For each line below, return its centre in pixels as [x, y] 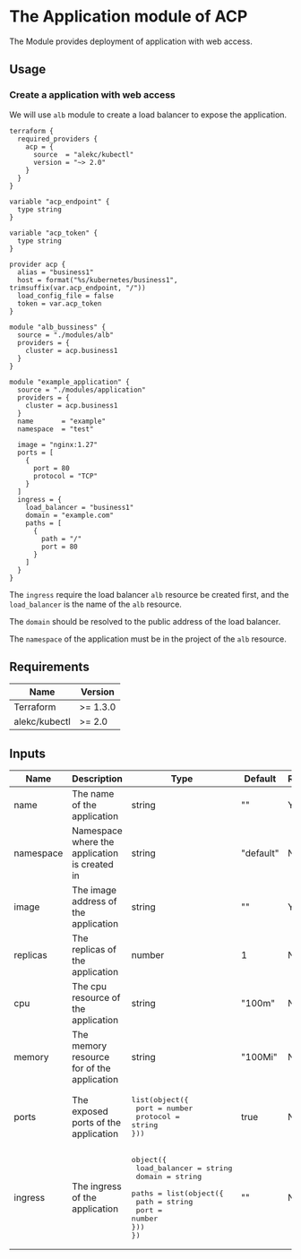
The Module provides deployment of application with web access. [131, 41]
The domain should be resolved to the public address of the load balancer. [145, 621]
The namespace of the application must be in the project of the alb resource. [148, 639]
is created [92, 865]
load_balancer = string [184, 1168]
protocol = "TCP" [65, 476]
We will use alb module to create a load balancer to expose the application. [148, 115]
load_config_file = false [66, 296]
